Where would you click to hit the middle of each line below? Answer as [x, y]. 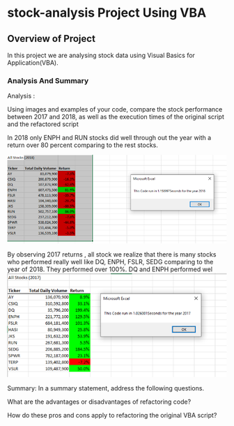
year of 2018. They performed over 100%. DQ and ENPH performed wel [110, 269]
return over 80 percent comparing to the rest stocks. [83, 145]
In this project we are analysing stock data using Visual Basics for [101, 55]
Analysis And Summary [48, 80]
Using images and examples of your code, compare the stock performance [115, 109]
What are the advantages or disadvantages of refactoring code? [99, 402]
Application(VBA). [33, 63]
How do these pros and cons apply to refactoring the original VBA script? [112, 416]
